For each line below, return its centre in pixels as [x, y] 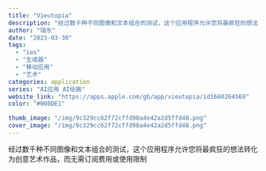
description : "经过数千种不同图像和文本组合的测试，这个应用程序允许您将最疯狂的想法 [133, 23]
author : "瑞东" [32, 30]
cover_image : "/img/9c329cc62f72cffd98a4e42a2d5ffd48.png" [108, 126]
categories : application [49, 82]
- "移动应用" [34, 67]
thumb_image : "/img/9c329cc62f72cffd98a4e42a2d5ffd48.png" [108, 118]
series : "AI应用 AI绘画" [47, 89]
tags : [17, 45]
